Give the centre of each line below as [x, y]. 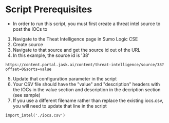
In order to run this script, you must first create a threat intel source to [87, 24]
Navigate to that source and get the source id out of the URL [77, 50]
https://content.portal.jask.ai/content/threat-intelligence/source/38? [85, 65]
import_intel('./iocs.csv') [35, 115]
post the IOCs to [30, 29]
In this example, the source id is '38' [51, 55]
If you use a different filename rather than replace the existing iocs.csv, [88, 100]
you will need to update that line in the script [60, 106]
